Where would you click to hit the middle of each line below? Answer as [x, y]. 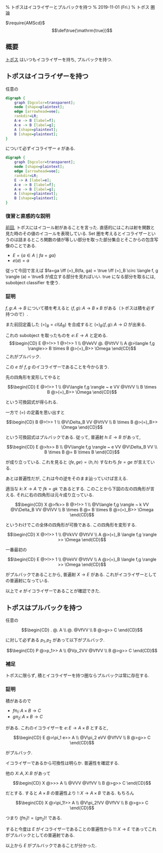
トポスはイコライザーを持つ [47, 76]
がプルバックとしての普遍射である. [40, 835]
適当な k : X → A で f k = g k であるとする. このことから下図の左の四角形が [78, 489]
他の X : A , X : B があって [28, 773]
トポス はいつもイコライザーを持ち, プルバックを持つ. [59, 59]
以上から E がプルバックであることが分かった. [51, 845]
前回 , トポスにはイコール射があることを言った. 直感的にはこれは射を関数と [80, 227]
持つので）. [17, 314]
